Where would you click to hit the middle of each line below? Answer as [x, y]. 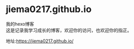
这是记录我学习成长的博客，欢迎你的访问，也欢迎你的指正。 [69, 30]
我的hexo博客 [20, 24]
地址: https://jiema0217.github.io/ [40, 41]
